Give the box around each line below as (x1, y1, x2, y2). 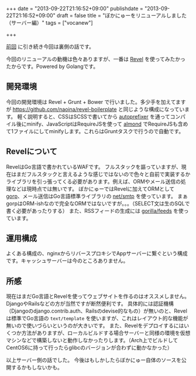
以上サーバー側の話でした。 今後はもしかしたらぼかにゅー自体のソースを (6, 357, 182, 364)
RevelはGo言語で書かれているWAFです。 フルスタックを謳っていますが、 (6, 163, 181, 170)
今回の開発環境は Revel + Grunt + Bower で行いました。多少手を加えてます (6, 98, 186, 105)
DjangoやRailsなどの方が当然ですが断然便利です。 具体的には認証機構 (6, 300, 174, 307)
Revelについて (6, 147, 57, 157)
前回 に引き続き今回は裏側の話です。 (6, 43, 95, 50)
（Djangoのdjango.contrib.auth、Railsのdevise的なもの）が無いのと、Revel (6, 307, 187, 314)
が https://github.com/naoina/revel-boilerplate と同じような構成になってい (6, 106, 185, 113)
